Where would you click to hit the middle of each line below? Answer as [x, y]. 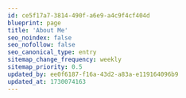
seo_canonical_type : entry [52, 52]
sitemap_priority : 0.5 [45, 67]
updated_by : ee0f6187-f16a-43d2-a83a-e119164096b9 [93, 74]
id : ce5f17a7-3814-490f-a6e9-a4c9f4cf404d [79, 15]
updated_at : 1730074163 [47, 81]
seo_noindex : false [40, 38]
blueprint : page [34, 23]
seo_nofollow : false [42, 45]
